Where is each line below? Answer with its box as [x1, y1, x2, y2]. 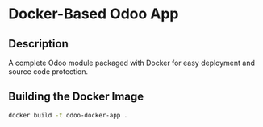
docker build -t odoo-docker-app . [8, 111, 128, 119]
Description [8, 37, 69, 51]
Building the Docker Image [8, 90, 144, 104]
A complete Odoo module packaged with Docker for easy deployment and [8, 58, 256, 68]
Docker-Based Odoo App [8, 5, 179, 23]
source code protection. [8, 67, 89, 76]
